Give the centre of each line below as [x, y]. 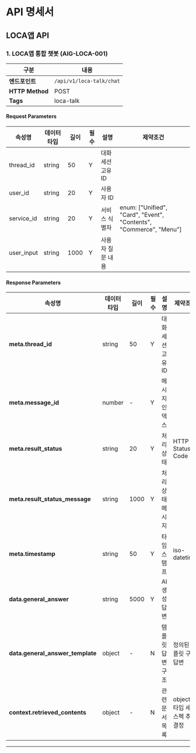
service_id [23, 219]
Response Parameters [34, 282]
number [113, 403]
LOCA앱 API [28, 35]
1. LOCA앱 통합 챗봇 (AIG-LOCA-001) [57, 53]
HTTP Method [29, 91]
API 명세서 [30, 12]
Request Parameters [32, 116]
